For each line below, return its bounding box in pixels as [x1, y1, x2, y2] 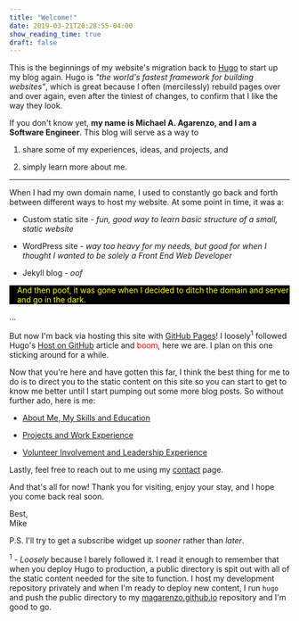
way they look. [9, 100, 63, 112]
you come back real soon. [9, 491, 105, 501]
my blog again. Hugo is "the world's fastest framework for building [9, 72, 254, 83]
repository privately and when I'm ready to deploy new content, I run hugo [9, 582, 279, 593]
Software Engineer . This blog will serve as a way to [9, 127, 199, 138]
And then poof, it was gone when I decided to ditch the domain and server [17, 285, 289, 295]
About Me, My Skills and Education [21, 412, 151, 423]
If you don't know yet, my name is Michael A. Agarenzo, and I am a [9, 118, 257, 128]
